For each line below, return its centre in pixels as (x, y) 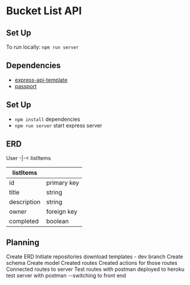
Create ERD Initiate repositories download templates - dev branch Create (95, 257)
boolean (58, 222)
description (25, 202)
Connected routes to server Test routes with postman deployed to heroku (95, 269)
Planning (23, 242)
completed (24, 222)
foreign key (62, 212)
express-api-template (41, 80)
